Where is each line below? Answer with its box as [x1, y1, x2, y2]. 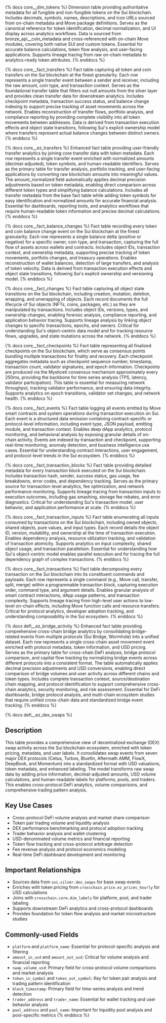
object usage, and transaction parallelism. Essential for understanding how [5, 546, 157, 551]
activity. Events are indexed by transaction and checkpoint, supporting [17, 437, 161, 443]
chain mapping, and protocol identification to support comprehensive [5, 681, 146, 687]
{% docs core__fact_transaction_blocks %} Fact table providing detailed [5, 462, 152, 468]
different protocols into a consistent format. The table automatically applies [5, 660, 158, 666]
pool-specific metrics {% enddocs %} [12, 1012, 90, 1018]
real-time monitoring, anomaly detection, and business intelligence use [5, 442, 150, 448]
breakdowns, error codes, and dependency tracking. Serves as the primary [5, 478, 158, 484]
